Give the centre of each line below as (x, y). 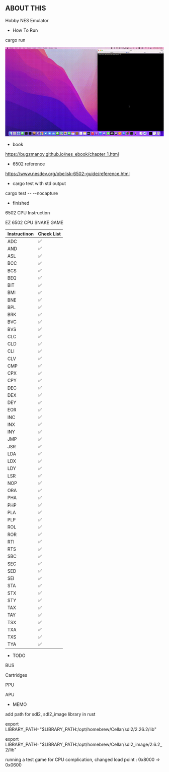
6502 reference (29, 164)
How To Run (25, 30)
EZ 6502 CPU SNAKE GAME (34, 223)
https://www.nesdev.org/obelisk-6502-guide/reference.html (67, 174)
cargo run (15, 40)
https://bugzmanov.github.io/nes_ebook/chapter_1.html (62, 154)
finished (21, 203)
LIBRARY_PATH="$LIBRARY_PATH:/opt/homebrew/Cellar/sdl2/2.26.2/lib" (81, 729)
